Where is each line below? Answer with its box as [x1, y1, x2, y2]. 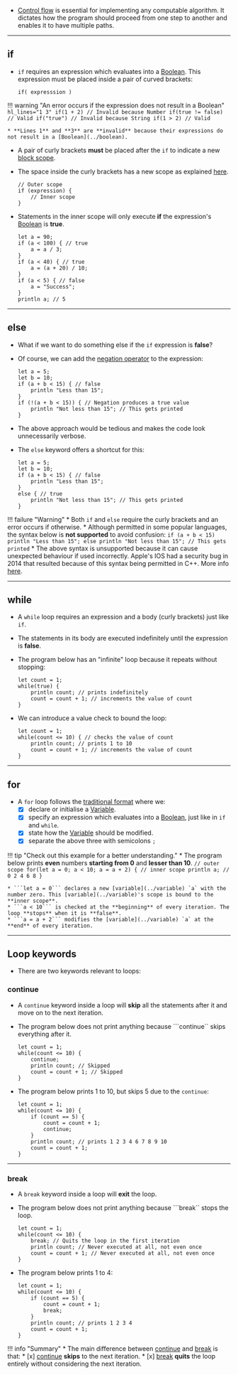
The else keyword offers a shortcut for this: [17, 445, 145, 454]
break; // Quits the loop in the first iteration [30, 1237, 180, 1244]
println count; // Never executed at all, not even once [30, 1243, 203, 1251]
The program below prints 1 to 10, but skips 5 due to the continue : [17, 1087, 209, 1096]
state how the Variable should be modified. [28, 828, 154, 838]
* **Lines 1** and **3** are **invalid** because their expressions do [7, 127, 223, 134]
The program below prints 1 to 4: [17, 1268, 113, 1277]
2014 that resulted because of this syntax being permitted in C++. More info [7, 559, 229, 567]
